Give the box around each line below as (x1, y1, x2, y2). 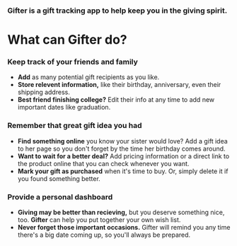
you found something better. (17, 174, 100, 182)
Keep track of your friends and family (7, 57, 138, 67)
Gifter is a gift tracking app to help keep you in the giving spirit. (7, 6, 228, 16)
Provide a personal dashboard (7, 192, 113, 201)
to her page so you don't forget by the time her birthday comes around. (17, 144, 226, 153)
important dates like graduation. (17, 103, 111, 112)
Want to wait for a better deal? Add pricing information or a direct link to (17, 151, 230, 160)
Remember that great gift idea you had (7, 121, 143, 131)
